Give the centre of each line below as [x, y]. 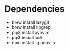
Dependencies [34, 9]
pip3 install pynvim [30, 32]
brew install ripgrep [31, 27]
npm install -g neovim [33, 42]
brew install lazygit [30, 22]
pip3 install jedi [27, 37]
